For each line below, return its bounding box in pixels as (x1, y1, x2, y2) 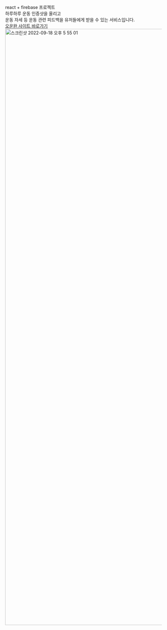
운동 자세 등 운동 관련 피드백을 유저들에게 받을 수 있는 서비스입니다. (5, 17, 135, 22)
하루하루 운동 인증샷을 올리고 (5, 10, 61, 16)
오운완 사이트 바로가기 (5, 23, 48, 29)
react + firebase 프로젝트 (5, 4, 56, 10)
